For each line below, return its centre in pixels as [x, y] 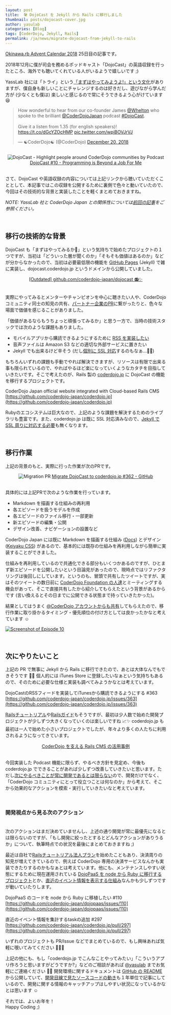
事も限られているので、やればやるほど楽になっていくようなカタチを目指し [83, 368]
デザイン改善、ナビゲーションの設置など [55, 528]
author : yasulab [22, 24]
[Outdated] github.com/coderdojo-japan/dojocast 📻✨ [86, 279]
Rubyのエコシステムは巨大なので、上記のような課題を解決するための [78, 412]
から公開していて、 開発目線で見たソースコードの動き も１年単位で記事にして [86, 977]
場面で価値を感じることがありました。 [45, 310]
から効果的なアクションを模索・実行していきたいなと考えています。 [76, 788]
